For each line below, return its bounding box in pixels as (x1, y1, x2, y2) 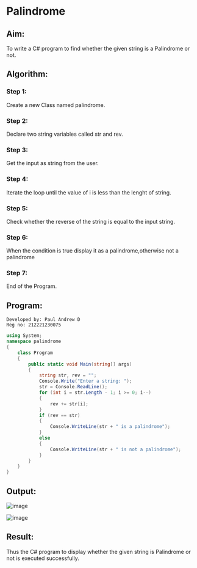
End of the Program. (6, 282, 57, 290)
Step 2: (6, 116, 29, 125)
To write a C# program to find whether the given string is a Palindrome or (6, 45, 190, 52)
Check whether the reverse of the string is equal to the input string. (6, 218, 176, 225)
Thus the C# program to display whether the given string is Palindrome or (6, 548, 191, 555)
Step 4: (6, 175, 29, 183)
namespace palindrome (6, 338, 62, 345)
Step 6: (6, 233, 29, 242)
